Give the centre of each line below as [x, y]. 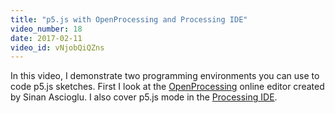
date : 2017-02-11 [46, 38]
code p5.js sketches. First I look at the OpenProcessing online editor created [167, 87]
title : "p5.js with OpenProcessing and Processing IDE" [129, 19]
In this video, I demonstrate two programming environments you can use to [165, 76]
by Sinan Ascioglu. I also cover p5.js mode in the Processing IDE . [144, 97]
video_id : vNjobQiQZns [57, 47]
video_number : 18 [46, 29]
